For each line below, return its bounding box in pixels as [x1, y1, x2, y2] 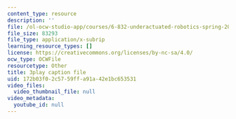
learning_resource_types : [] [7, 43, 93, 50]
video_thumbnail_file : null [13, 88, 96, 95]
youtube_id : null [13, 101, 65, 108]
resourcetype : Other [7, 62, 68, 69]
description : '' [7, 17, 55, 24]
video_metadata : [7, 95, 55, 102]
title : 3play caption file [7, 69, 86, 76]
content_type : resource [7, 10, 77, 17]
